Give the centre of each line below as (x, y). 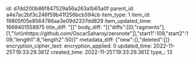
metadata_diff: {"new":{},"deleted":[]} (125, 40)
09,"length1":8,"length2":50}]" (42, 40)
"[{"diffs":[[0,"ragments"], (134, 27)
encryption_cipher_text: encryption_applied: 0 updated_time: (79, 46)
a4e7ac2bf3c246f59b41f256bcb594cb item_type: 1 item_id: (78, 15)
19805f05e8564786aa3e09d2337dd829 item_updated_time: (79, 21)
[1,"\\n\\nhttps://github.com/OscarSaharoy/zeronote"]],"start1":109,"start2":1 (97, 33)
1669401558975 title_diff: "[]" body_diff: (54, 27)
